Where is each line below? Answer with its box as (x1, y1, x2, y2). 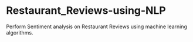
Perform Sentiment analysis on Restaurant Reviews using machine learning (6, 23, 188, 30)
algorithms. (6, 29, 33, 36)
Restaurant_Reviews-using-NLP (6, 4, 166, 17)
